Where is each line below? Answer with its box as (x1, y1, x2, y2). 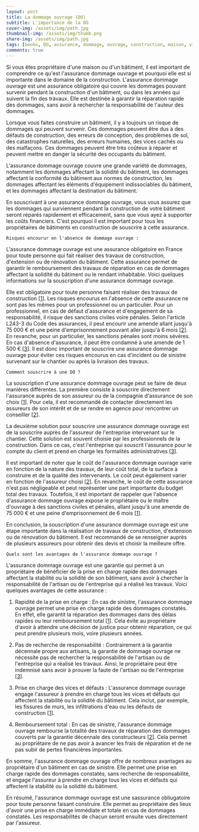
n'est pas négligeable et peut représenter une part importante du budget (6, 484, 184, 492)
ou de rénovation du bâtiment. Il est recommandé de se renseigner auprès (6, 534, 187, 541)
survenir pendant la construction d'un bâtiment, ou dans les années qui (6, 88, 180, 95)
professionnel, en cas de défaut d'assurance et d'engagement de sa (6, 307, 173, 314)
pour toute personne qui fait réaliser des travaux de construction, (6, 252, 165, 259)
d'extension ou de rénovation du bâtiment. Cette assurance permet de (6, 258, 178, 265)
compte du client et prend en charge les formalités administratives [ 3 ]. (6, 448, 178, 455)
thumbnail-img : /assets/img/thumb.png (6, 31, 102, 37)
